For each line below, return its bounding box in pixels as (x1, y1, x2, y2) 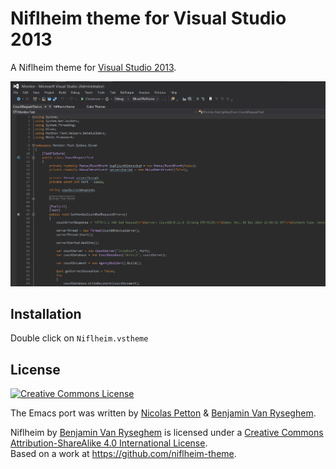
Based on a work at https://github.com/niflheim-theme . (10, 448, 237, 460)
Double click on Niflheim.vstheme (10, 332, 149, 344)
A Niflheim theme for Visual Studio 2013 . (10, 61, 177, 73)
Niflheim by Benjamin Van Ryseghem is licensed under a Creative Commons (10, 427, 324, 439)
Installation (10, 305, 82, 322)
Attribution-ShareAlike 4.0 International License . (10, 437, 208, 449)
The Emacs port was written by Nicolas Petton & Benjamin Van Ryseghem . (10, 407, 317, 419)
